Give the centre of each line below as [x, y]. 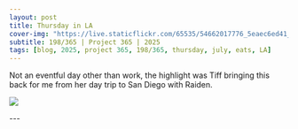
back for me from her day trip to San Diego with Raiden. [111, 85]
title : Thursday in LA [51, 26]
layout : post [33, 17]
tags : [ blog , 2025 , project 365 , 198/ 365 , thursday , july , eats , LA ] [141, 50]
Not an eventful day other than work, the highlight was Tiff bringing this [140, 75]
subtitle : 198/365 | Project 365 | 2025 [85, 42]
